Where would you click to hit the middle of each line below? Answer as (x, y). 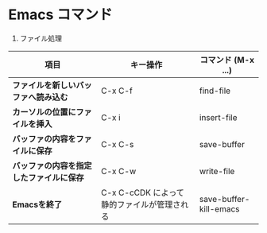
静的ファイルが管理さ (141, 204)
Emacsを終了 (37, 204)
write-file (217, 171)
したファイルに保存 (48, 177)
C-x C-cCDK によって (143, 192)
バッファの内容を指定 (52, 165)
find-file (215, 91)
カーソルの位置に (44, 112)
